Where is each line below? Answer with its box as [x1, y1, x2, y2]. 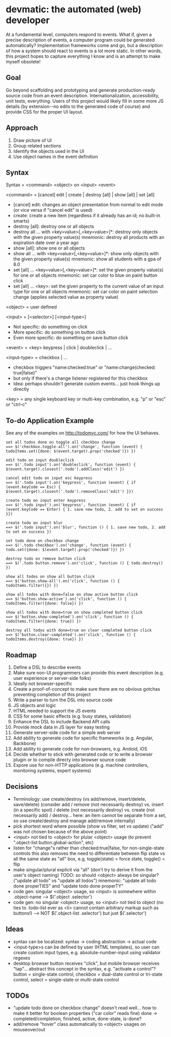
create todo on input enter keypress [6, 498, 86, 503]
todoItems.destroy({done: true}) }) [6, 637, 83, 642]
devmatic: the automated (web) [6, 4, 141, 15]
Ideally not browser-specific [13, 680, 73, 687]
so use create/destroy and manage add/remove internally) [13, 818, 135, 824]
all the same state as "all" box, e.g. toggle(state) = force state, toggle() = [13, 855, 165, 862]
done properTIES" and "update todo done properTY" [13, 882, 124, 889]
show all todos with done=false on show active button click [6, 592, 138, 597]
